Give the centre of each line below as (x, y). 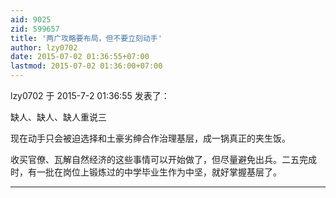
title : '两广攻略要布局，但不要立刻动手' (86, 38)
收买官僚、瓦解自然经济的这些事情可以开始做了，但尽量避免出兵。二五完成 (163, 159)
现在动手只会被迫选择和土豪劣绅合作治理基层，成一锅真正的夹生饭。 (150, 138)
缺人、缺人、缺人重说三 (58, 117)
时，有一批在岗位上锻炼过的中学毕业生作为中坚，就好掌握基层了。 (146, 172)
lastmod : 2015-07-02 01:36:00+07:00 (86, 66)
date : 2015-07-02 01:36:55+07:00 (80, 57)
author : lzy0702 (44, 47)
